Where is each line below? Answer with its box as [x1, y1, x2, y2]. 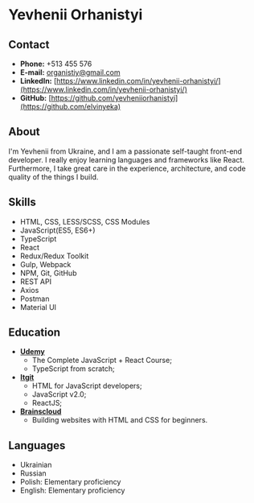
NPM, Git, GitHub [19, 268, 77, 278]
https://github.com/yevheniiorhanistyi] [51, 93, 178, 102]
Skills [8, 196, 36, 209]
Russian [19, 468, 47, 478]
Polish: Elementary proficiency [19, 477, 121, 487]
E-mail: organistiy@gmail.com [19, 68, 121, 77]
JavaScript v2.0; [31, 390, 87, 399]
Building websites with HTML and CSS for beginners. [31, 415, 208, 425]
